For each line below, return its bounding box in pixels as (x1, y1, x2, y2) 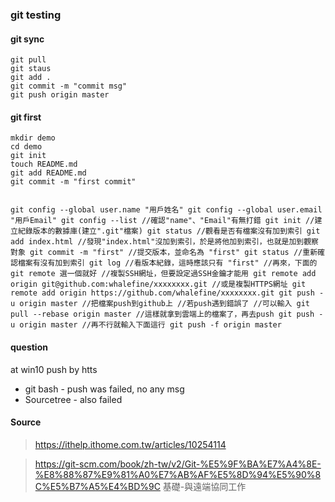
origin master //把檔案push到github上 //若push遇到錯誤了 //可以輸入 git (19, 299, 311, 309)
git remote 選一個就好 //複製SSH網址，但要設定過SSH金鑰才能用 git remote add (10, 269, 317, 279)
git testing (10, 8, 62, 22)
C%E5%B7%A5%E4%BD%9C (34, 480, 161, 492)
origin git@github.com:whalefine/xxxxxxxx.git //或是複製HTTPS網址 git (10, 279, 307, 290)
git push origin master (10, 90, 110, 100)
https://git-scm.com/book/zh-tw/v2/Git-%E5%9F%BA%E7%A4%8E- (34, 458, 322, 470)
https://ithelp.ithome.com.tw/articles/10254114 (34, 438, 227, 450)
